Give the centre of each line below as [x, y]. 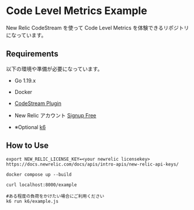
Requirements [32, 54]
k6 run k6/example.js [32, 201]
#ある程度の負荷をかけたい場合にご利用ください [55, 196]
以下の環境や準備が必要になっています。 [54, 69]
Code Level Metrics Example [77, 11]
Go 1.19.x [25, 80]
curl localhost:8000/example [41, 185]
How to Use [27, 146]
